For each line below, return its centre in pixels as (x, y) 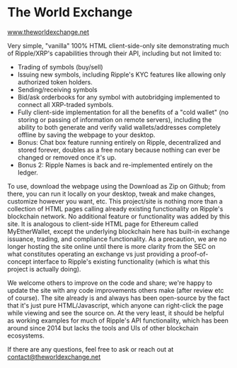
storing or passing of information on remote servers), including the (115, 119)
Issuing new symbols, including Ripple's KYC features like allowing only (122, 74)
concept (19, 261)
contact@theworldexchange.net (54, 357)
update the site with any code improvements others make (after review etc (116, 290)
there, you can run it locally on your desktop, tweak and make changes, (111, 194)
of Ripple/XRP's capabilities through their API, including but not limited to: (114, 53)
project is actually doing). (44, 269)
